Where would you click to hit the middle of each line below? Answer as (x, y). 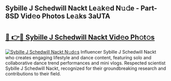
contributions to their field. (33, 74)
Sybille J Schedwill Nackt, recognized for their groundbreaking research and (86, 68)
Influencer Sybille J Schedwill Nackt (119, 52)
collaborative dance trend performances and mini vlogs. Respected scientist (86, 63)
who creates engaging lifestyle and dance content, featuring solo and (78, 57)
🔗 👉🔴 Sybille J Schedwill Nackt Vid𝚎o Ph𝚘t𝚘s (80, 37)
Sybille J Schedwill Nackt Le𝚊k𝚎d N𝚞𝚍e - (72, 8)
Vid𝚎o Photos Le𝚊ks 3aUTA (65, 16)
